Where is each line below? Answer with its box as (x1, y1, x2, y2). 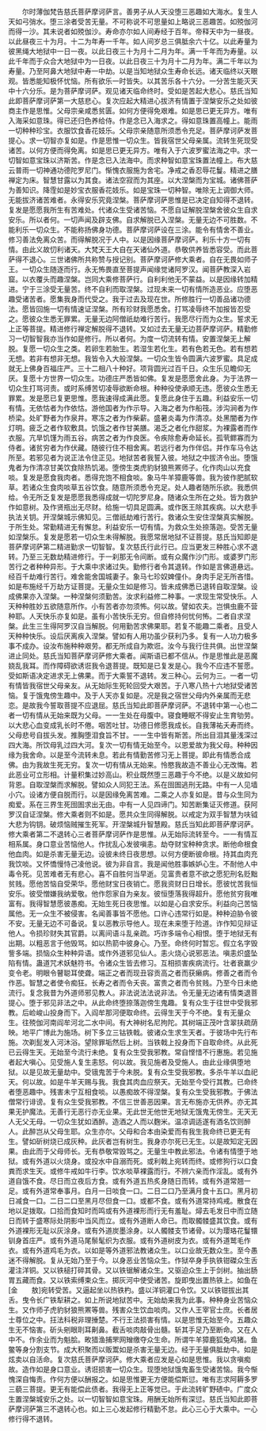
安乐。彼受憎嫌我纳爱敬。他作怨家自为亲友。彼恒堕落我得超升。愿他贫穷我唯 (8, 889, 258, 898)
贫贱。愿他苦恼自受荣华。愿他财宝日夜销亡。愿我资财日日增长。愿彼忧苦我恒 (8, 879, 258, 888)
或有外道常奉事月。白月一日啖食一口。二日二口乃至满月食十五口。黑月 (21, 1186, 251, 1196)
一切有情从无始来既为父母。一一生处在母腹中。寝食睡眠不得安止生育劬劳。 (14, 710, 258, 720)
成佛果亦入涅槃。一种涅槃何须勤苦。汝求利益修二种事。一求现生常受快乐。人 (8, 591, 258, 601)
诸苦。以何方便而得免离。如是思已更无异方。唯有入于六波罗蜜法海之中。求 (8, 146, 251, 155)
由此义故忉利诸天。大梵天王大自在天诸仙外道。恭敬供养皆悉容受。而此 (21, 245, 251, 254)
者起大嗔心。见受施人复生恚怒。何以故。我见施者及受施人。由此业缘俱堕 (8, 1058, 244, 1066)
